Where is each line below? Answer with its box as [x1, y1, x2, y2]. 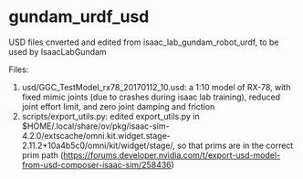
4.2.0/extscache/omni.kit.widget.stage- [21, 130, 171, 141]
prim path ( [21, 149, 64, 161]
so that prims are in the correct [176, 140, 294, 151]
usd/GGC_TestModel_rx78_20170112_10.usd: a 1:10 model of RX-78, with [21, 81, 291, 92]
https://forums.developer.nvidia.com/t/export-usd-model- [62, 149, 281, 161]
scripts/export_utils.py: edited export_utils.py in [21, 111, 200, 121]
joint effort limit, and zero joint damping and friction [21, 100, 215, 111]
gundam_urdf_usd [8, 6, 150, 27]
